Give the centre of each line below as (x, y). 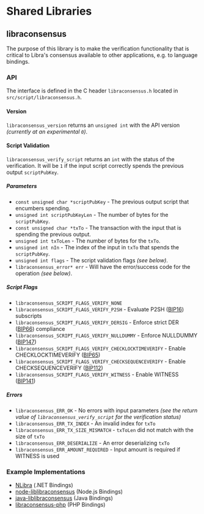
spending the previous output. (53, 234)
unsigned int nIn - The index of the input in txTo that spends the (97, 247)
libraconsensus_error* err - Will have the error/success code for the (103, 266)
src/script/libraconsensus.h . (44, 97)
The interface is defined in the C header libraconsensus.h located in (92, 91)
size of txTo (30, 436)
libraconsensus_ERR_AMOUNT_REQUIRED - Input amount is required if (97, 449)
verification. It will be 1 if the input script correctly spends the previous (95, 165)
